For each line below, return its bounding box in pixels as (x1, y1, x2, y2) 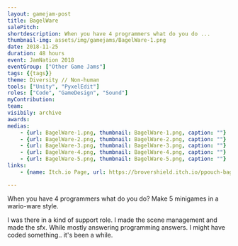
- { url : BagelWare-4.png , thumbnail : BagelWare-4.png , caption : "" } (20, 149, 227, 156)
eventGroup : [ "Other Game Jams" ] (7, 63, 106, 70)
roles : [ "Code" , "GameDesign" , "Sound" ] (7, 89, 129, 96)
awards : (7, 116, 30, 123)
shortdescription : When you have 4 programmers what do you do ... (7, 30, 211, 38)
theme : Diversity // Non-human (7, 76, 100, 84)
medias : (7, 122, 30, 130)
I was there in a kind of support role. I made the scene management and (7, 216, 217, 224)
